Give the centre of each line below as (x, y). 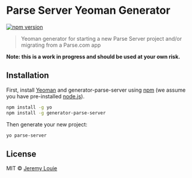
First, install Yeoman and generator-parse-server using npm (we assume (96, 90)
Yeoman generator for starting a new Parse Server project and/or (101, 38)
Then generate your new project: (47, 124)
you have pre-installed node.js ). (46, 96)
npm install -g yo (29, 107)
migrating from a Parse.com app (61, 45)
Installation (28, 76)
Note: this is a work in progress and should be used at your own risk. (93, 56)
